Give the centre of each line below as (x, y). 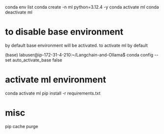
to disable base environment (64, 32)
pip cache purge (22, 126)
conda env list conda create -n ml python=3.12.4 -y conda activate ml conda (82, 7)
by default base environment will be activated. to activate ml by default (76, 45)
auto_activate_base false (37, 60)
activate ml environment (56, 80)
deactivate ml (19, 12)
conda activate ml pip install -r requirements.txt (53, 93)
